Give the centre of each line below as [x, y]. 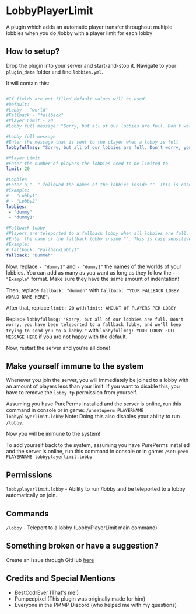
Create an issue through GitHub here [50, 560]
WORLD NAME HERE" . [28, 296]
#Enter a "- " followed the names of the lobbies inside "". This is [92, 185]
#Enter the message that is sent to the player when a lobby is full [92, 142]
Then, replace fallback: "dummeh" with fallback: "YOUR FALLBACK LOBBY [93, 290]
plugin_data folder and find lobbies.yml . [55, 72]
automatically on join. [32, 495]
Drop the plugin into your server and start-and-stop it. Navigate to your [91, 65]
